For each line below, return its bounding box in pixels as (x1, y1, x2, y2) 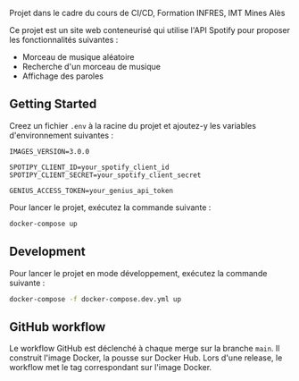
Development (9, 244, 87, 259)
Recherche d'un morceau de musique (21, 62, 161, 72)
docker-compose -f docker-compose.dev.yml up (9, 294, 181, 303)
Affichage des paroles (21, 71, 104, 81)
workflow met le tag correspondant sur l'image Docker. (9, 362, 212, 373)
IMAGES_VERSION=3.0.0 (9, 147, 90, 156)
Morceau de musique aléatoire (21, 52, 136, 62)
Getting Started (9, 97, 97, 112)
